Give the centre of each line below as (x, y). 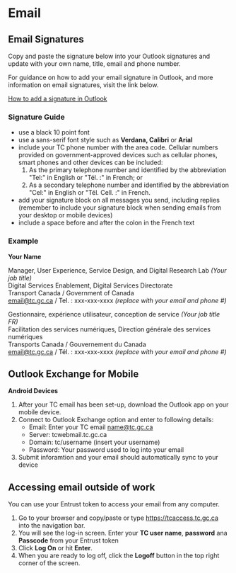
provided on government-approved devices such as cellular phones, (118, 155)
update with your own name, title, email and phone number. (94, 64)
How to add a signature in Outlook (58, 98)
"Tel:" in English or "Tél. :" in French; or (86, 178)
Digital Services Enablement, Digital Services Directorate (90, 285)
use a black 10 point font (54, 132)
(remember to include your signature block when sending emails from (120, 208)
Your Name (25, 256)
